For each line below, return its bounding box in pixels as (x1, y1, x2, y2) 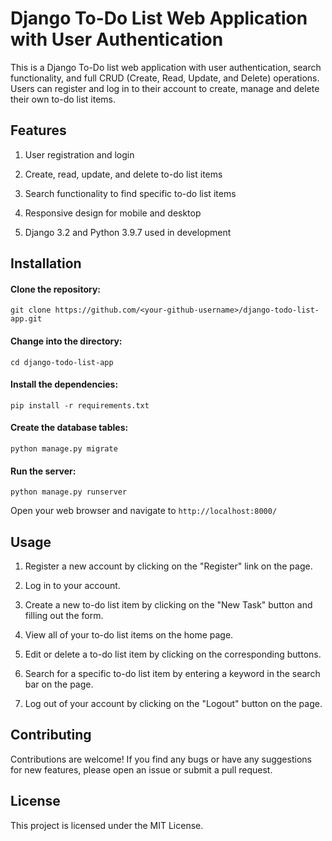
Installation (10, 255, 82, 272)
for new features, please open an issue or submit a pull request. (10, 763, 273, 776)
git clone (10, 305, 52, 316)
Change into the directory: (10, 335, 123, 347)
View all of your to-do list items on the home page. (24, 628, 234, 641)
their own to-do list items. (10, 93, 116, 105)
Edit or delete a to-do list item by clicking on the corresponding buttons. (24, 648, 322, 660)
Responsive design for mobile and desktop (24, 207, 202, 219)
